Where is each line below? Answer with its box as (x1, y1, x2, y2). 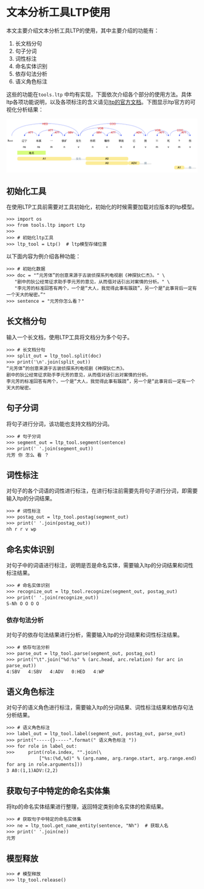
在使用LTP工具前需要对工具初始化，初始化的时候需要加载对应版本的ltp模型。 (6, 203, 198, 210)
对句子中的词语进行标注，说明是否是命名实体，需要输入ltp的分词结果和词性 (6, 562, 194, 569)
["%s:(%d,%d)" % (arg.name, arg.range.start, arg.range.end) (38, 755, 197, 762)
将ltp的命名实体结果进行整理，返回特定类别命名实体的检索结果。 (6, 803, 167, 811)
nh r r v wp (6, 527, 36, 533)
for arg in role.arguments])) (6, 761, 83, 768)
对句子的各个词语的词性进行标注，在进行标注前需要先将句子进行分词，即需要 (6, 487, 198, 494)
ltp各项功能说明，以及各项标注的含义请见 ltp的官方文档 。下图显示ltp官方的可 (6, 98, 196, 105)
